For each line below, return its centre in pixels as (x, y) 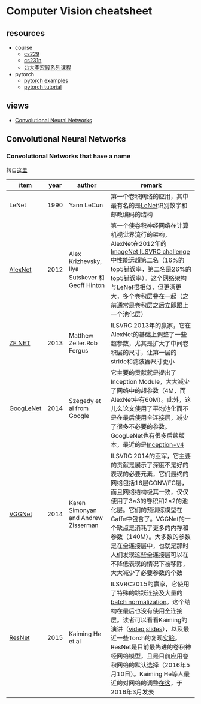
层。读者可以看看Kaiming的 (149, 620)
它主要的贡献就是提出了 (144, 372)
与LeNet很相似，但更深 (143, 287)
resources (25, 33)
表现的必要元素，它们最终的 (150, 474)
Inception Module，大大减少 (150, 381)
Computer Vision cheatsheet (79, 11)
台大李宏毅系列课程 (48, 67)
